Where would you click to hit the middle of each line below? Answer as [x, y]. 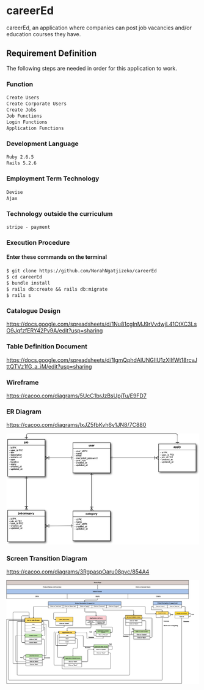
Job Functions [24, 116]
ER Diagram [24, 412]
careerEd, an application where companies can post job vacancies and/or [99, 28]
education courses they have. [44, 34]
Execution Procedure [38, 242]
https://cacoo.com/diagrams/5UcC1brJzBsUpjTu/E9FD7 [76, 396]
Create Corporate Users [37, 104]
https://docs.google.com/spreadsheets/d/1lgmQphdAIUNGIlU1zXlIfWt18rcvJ [102, 360]
